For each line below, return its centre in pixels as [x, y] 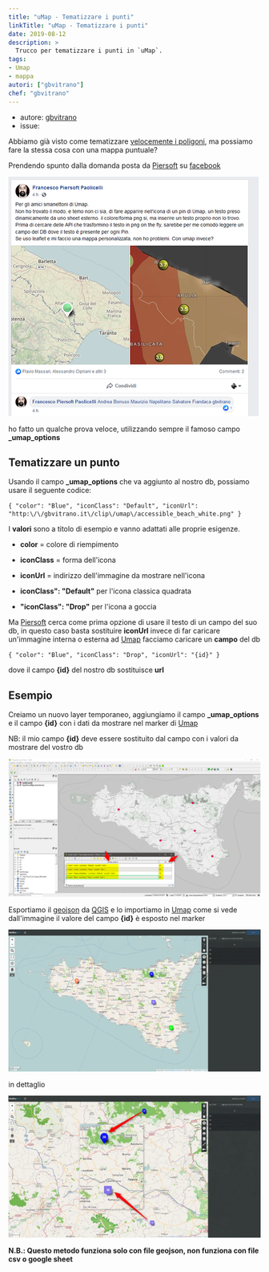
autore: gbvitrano [48, 117]
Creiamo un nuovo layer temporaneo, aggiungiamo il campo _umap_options [134, 715]
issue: [30, 125]
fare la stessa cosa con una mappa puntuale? [83, 149]
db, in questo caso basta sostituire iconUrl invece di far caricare [114, 631]
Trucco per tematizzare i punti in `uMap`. [89, 51]
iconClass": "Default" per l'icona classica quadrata [106, 591]
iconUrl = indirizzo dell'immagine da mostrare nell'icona [112, 576]
